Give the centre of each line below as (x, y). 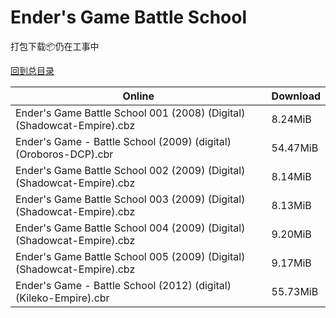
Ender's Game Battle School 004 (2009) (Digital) (130, 228)
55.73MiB (295, 291)
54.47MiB (295, 148)
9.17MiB (291, 263)
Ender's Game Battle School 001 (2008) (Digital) (130, 113)
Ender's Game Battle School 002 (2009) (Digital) (130, 170)
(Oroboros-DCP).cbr (64, 154)
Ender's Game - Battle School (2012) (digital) (123, 285)
